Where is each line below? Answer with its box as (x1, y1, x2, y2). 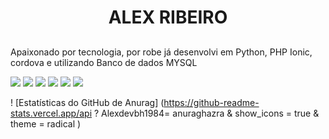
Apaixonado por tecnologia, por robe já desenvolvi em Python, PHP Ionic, (10, 46, 313, 58)
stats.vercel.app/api (10, 107, 93, 119)
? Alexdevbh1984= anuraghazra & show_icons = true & (93, 107, 320, 119)
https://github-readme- (163, 96, 260, 108)
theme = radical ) (10, 117, 82, 130)
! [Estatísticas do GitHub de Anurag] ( (10, 96, 165, 108)
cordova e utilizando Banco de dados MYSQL (10, 56, 198, 68)
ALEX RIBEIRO (108, 6, 228, 29)
